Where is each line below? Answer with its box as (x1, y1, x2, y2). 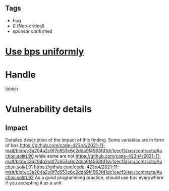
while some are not (35, 153, 75, 159)
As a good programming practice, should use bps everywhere (34, 174, 164, 180)
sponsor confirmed (12, 28, 53, 34)
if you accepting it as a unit (5, 179, 62, 186)
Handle (5, 69, 36, 80)
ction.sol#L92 (5, 174, 34, 180)
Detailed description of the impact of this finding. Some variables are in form (5, 136, 164, 143)
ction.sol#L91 (5, 164, 33, 170)
